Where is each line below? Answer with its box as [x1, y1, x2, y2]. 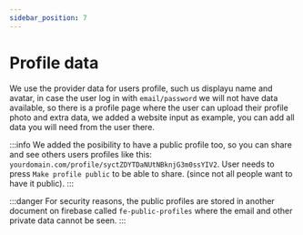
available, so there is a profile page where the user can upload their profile [9, 102, 288, 113]
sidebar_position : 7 [9, 13, 88, 23]
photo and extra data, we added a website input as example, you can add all [9, 111, 295, 123]
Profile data [9, 52, 99, 73]
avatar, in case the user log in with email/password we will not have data [9, 92, 278, 103]
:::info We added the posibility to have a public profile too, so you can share [9, 138, 293, 150]
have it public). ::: [9, 178, 75, 189]
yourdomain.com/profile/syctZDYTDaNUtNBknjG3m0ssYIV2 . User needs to [9, 158, 275, 169]
